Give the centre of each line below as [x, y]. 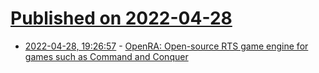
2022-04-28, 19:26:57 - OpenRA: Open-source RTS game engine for [166, 46]
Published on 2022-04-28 [121, 18]
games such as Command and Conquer [106, 56]
